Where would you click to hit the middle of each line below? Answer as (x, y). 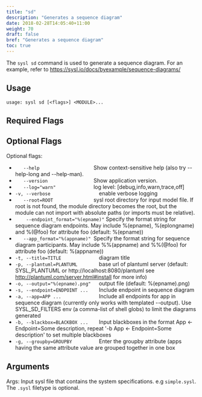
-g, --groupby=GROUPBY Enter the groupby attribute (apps (98, 341)
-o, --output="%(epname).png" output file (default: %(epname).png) (102, 283)
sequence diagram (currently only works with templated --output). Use (103, 303)
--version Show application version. (90, 180)
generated (28, 315)
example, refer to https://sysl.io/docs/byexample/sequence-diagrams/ (93, 69)
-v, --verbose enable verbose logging (86, 193)
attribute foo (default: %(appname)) (59, 251)
